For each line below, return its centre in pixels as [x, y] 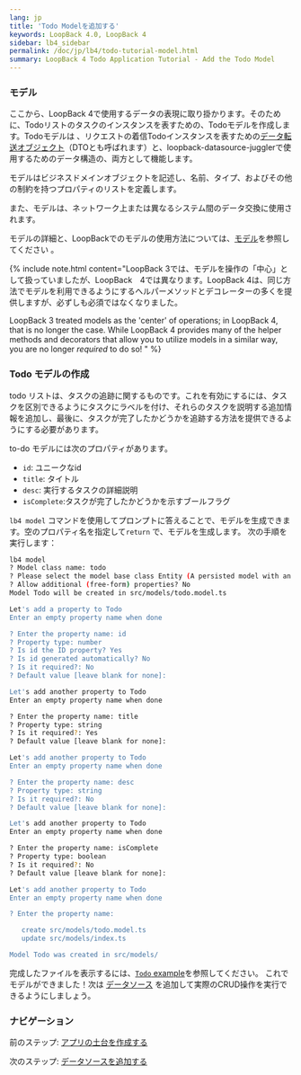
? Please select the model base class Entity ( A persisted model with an [150, 576]
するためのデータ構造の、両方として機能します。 [107, 159]
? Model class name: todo [58, 568]
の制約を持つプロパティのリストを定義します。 [95, 189]
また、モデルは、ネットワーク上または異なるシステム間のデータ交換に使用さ [151, 209]
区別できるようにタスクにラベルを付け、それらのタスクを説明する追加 [155, 406]
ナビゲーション [42, 1021]
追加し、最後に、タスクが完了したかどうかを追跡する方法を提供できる [155, 418]
